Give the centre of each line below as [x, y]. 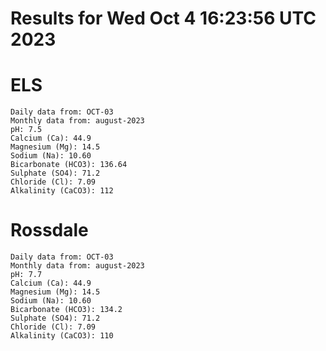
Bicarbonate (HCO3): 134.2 [66, 310]
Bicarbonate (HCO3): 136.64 [69, 165]
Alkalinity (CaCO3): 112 [62, 191]
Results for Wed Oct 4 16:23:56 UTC [163, 18]
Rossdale [49, 230]
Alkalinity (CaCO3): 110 [62, 336]
